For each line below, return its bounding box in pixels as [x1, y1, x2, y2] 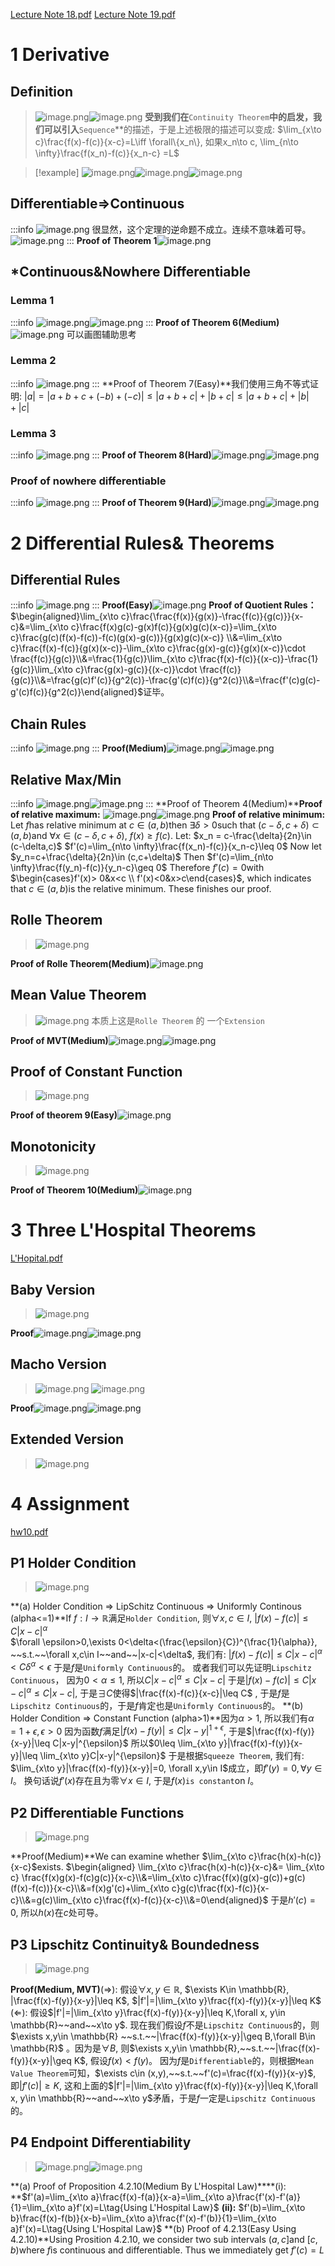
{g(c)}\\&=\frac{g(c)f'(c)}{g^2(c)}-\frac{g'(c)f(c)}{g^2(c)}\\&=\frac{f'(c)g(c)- [10, 674, 321, 686]
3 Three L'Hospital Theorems [10, 1219, 257, 1242]
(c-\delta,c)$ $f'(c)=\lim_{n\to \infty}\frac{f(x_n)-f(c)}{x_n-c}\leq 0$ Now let [10, 840, 322, 853]
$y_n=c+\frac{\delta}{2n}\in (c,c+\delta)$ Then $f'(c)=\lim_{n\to [10, 851, 274, 863]
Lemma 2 [10, 354, 57, 368]
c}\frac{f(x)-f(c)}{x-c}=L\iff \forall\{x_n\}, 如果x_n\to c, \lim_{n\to [34, 136, 299, 148]
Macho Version [10, 1356, 107, 1373]
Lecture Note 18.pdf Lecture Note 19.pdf [10, 9, 176, 20]
